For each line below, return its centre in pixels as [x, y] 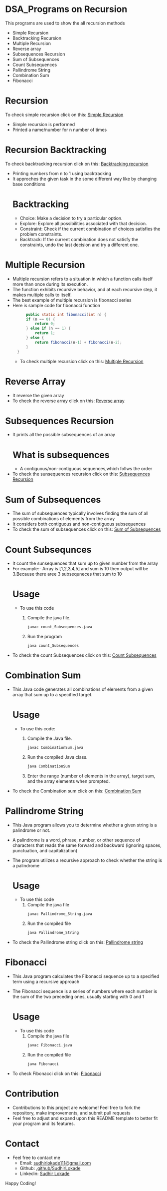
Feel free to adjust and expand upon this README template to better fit [85, 1118]
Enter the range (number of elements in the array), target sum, [91, 776]
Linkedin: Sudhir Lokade [45, 1173]
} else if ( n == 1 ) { [48, 329]
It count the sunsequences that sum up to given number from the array [85, 563]
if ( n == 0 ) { [40, 319]
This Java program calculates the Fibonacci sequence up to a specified [86, 976]
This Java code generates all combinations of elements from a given [83, 689]
